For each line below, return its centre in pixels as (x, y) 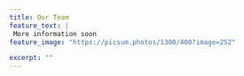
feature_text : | (39, 26)
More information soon (55, 34)
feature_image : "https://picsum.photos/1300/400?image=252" (123, 42)
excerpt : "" (31, 58)
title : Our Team (39, 17)
